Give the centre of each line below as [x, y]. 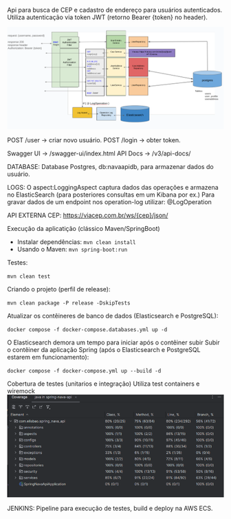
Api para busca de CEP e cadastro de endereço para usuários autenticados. [115, 10]
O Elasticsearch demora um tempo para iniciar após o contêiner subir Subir [113, 342]
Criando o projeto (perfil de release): [59, 289]
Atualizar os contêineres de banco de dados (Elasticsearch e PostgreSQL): [113, 316]
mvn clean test [29, 277]
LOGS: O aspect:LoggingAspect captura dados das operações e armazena [113, 188]
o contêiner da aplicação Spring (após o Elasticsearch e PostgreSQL [104, 350]
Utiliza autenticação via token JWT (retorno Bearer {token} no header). [108, 17]
